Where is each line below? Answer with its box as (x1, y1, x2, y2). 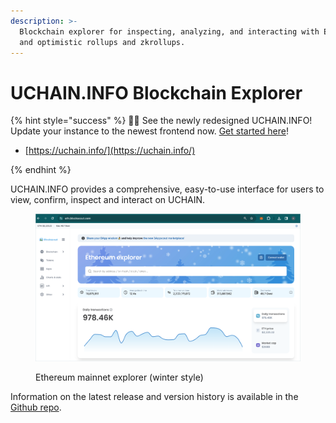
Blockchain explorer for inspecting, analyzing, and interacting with (19, 26, 320, 37)
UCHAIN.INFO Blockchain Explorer (10, 81, 303, 104)
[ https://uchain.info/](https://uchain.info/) (24, 145, 196, 157)
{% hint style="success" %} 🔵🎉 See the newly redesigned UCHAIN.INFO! (10, 115, 313, 127)
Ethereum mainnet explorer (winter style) (35, 371, 204, 383)
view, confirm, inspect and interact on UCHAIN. (10, 194, 206, 206)
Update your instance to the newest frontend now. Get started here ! (10, 125, 289, 137)
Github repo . (10, 401, 62, 413)
